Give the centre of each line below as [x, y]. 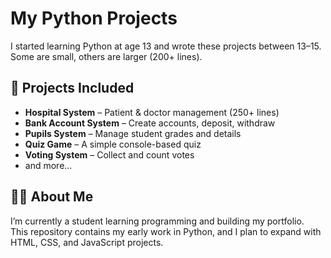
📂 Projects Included [72, 88]
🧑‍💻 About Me [52, 197]
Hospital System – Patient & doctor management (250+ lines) [152, 112]
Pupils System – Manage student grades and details [133, 133]
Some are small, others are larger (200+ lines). [106, 56]
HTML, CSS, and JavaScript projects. [87, 242]
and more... [48, 165]
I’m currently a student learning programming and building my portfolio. [157, 221]
